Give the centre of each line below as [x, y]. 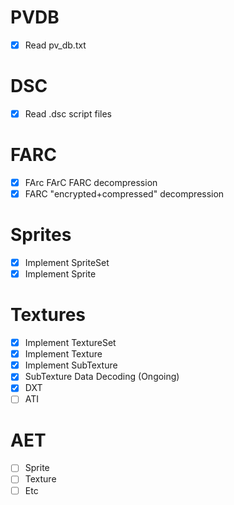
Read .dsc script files [68, 113]
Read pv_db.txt [55, 45]
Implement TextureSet [70, 343]
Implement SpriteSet [67, 262]
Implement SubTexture [71, 365]
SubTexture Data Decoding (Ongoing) [102, 377]
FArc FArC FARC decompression [91, 182]
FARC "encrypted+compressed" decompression [124, 194]
